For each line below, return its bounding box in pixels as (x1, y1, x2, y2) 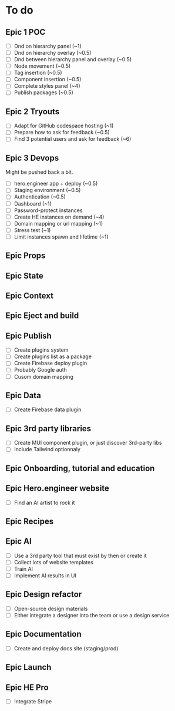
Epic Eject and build (5, 310, 79, 321)
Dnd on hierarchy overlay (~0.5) (14, 49, 92, 57)
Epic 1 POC (5, 27, 46, 37)
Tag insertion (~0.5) (14, 69, 62, 77)
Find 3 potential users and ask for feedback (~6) (14, 135, 132, 143)
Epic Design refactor (5, 590, 82, 600)
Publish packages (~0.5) (14, 89, 74, 96)
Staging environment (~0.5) (14, 187, 81, 194)
